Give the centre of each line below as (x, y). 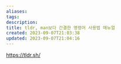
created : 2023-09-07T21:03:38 (43, 33)
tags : (13, 17)
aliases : (17, 11)
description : (22, 22)
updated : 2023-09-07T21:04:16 (43, 38)
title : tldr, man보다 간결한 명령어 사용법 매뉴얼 (61, 28)
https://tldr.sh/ (23, 55)
